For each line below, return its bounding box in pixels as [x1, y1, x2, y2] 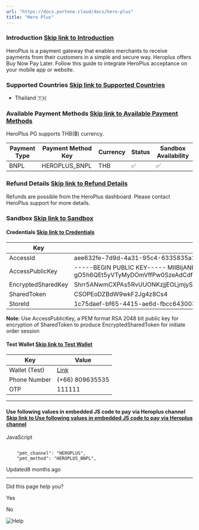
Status [131, 148, 150, 156]
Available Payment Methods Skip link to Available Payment [6, 110, 179, 118]
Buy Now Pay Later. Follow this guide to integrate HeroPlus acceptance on [6, 60, 188, 67]
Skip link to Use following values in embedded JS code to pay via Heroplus [6, 414, 193, 421]
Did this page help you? [6, 483, 64, 490]
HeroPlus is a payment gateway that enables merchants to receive [6, 47, 168, 54]
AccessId [9, 253, 36, 262]
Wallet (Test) [9, 366, 45, 374]
